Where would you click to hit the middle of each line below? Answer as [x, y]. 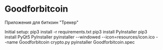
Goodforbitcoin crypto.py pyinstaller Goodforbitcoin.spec [77, 42]
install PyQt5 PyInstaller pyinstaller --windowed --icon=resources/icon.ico [80, 37]
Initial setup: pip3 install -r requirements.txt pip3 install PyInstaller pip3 [76, 32]
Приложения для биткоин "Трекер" [42, 22]
